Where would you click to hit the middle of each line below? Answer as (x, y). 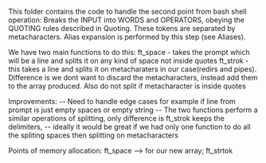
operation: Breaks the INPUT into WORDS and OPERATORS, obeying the (127, 20)
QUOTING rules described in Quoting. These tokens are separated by (122, 28)
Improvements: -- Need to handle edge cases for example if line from (122, 101)
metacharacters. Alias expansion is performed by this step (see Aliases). (127, 37)
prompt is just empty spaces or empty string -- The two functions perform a (133, 110)
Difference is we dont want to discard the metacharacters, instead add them (133, 78)
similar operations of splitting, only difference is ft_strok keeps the (116, 118)
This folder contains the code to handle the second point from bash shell (127, 12)
